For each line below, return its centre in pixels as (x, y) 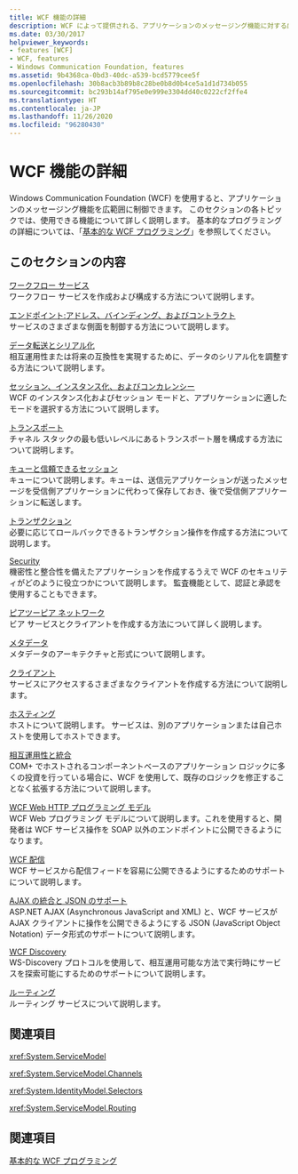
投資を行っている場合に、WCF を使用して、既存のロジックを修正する (150, 777)
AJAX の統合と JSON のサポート (68, 900)
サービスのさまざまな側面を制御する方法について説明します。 (122, 326)
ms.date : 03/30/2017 (47, 34)
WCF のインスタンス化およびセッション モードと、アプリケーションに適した (148, 398)
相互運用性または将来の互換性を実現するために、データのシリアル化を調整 (145, 356)
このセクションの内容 (67, 262)
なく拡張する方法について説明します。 (86, 788)
